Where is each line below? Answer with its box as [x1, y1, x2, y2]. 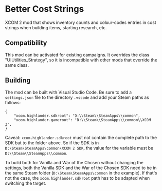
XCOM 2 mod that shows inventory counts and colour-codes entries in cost [5, 19, 157, 25]
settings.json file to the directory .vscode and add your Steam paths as [5, 94, 149, 100]
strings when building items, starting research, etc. [5, 24, 107, 30]
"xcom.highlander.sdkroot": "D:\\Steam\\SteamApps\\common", [14, 113, 140, 118]
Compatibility [5, 39, 47, 47]
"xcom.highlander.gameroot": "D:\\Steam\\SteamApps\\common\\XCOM [14, 117, 151, 122]
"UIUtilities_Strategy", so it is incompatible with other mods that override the [5, 57, 158, 63]
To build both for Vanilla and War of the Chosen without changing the [5, 159, 144, 165]
